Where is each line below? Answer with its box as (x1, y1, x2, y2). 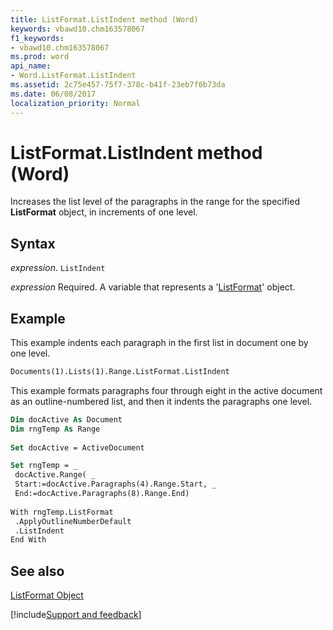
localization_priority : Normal (10, 98, 141, 108)
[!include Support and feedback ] (10, 609, 142, 621)
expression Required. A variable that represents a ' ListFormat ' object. (10, 281, 296, 293)
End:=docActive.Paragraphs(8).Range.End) (14, 489, 190, 499)
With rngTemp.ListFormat (10, 507, 114, 517)
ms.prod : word (10, 52, 70, 62)
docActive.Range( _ (14, 470, 97, 480)
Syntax (10, 235, 56, 252)
